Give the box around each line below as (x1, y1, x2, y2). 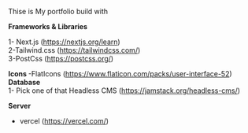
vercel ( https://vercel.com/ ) (19, 116, 109, 125)
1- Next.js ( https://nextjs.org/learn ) (8, 37, 120, 46)
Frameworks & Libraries (8, 22, 88, 31)
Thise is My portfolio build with (8, 7, 109, 16)
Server (8, 102, 31, 110)
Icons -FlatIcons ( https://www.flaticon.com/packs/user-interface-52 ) (8, 69, 232, 78)
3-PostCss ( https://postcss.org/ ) (8, 54, 114, 63)
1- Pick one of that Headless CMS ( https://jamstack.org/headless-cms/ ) (8, 86, 241, 95)
